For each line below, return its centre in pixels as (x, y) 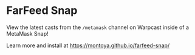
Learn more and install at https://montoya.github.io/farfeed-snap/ (88, 45)
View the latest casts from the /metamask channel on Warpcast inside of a (98, 27)
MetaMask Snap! (27, 33)
